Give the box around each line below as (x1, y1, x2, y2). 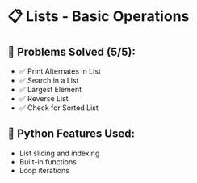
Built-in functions (19, 156, 78, 167)
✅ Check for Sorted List (19, 103, 98, 113)
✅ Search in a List (19, 75, 79, 85)
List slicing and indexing (19, 148, 100, 158)
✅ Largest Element (19, 85, 82, 94)
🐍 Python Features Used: (7, 127, 135, 141)
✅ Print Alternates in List (19, 66, 102, 76)
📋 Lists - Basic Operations (7, 7, 190, 26)
